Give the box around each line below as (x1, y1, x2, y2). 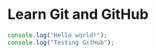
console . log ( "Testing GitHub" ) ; (7, 38, 115, 46)
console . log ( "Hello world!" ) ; (7, 31, 108, 39)
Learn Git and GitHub (7, 5, 149, 23)
